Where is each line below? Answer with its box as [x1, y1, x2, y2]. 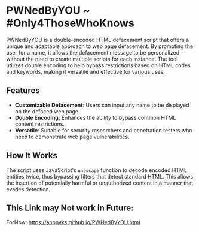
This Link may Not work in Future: [6, 203, 134, 213]
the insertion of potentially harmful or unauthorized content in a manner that [6, 179, 194, 186]
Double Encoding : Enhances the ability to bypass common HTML [14, 114, 176, 121]
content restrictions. [14, 120, 65, 128]
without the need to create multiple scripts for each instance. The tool [6, 55, 178, 62]
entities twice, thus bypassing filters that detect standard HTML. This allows [6, 173, 194, 180]
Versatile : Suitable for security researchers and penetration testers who [14, 126, 192, 134]
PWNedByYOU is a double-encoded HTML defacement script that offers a [6, 36, 189, 43]
